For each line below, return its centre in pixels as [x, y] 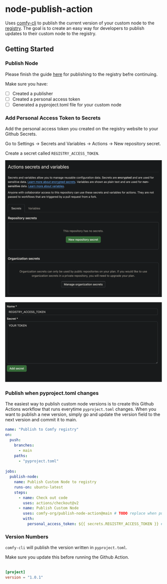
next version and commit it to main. [41, 420]
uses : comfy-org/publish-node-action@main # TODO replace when [90, 513]
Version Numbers [27, 537]
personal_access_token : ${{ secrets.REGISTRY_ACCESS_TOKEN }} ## [96, 524]
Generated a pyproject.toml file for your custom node [67, 104]
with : [29, 519]
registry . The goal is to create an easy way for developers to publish [75, 28]
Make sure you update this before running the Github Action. [67, 557]
